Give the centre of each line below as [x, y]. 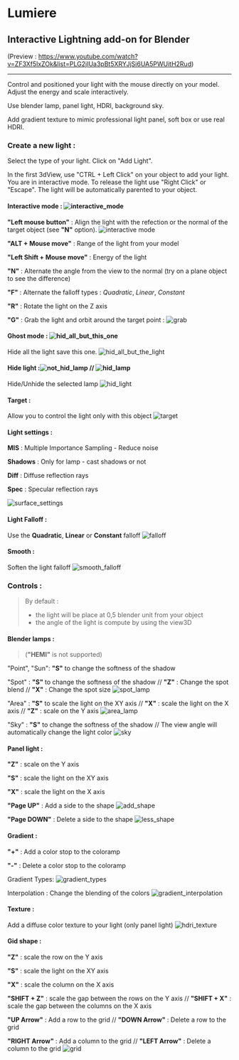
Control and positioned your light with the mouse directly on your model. [113, 84]
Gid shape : [25, 941]
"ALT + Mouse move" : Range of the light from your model [93, 243]
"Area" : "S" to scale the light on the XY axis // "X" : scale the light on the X [118, 703]
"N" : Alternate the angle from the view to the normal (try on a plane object [117, 271]
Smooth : [21, 552]
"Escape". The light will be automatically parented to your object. [102, 190]
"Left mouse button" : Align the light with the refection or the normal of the [118, 222]
